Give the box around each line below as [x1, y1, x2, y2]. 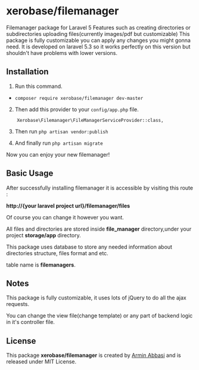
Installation [6, 67, 49, 77]
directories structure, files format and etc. [6, 249, 108, 256]
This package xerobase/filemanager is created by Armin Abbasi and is [6, 351, 181, 359]
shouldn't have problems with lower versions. [6, 49, 118, 56]
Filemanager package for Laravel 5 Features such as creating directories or [6, 24, 191, 31]
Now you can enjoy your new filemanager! [6, 151, 110, 158]
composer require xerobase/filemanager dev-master [14, 95, 144, 101]
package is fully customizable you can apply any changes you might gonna [6, 36, 191, 44]
